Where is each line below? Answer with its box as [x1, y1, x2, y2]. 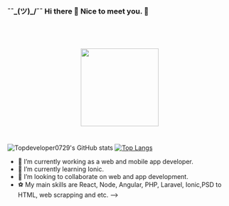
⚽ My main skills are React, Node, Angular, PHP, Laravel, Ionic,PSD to [17, 180, 222, 189]
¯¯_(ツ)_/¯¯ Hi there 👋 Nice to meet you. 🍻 [7, 6, 149, 16]
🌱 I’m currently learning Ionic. [17, 165, 105, 173]
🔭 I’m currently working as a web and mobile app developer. [17, 158, 194, 166]
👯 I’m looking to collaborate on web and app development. [17, 173, 188, 181]
